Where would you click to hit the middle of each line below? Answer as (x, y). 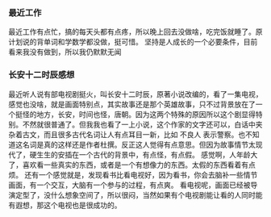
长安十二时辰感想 (42, 75)
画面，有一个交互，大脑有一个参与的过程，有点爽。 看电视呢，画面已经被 (129, 185)
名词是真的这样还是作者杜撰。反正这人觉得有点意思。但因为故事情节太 (139, 144)
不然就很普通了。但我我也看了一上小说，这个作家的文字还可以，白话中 (139, 124)
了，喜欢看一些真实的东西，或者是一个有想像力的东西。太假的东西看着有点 (132, 165)
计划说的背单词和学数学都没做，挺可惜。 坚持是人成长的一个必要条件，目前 (133, 42)
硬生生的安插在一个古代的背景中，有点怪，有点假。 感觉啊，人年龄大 (144, 154)
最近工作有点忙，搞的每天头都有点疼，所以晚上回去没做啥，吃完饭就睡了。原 (135, 32)
